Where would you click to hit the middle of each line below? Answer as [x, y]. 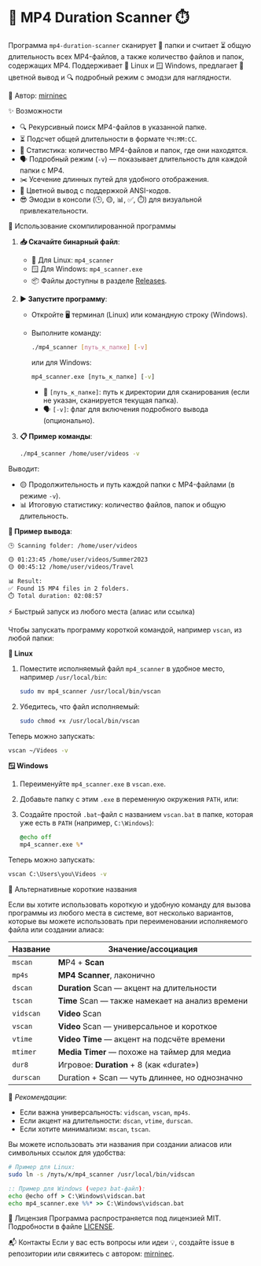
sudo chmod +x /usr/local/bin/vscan [79, 721]
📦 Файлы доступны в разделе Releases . [99, 280]
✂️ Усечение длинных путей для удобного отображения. [114, 179]
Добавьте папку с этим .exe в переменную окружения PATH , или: [129, 800]
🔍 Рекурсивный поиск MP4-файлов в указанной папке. [113, 127]
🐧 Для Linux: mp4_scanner [72, 260]
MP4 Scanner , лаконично [107, 975]
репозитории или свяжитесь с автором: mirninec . [91, 1254]
